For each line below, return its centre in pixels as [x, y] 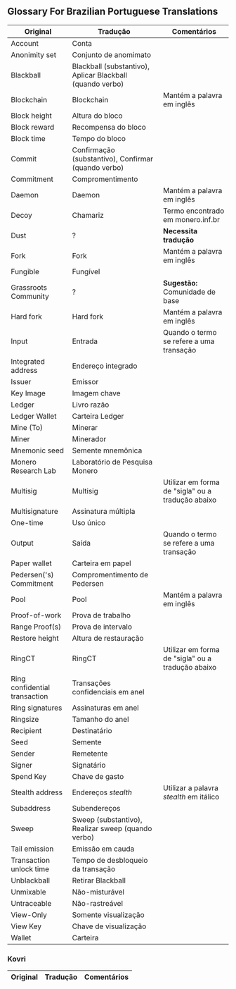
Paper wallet [32, 563]
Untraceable [31, 903]
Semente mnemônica [107, 450]
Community [30, 296]
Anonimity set [34, 54]
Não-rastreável [98, 903]
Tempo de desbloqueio [110, 860]
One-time [27, 522]
